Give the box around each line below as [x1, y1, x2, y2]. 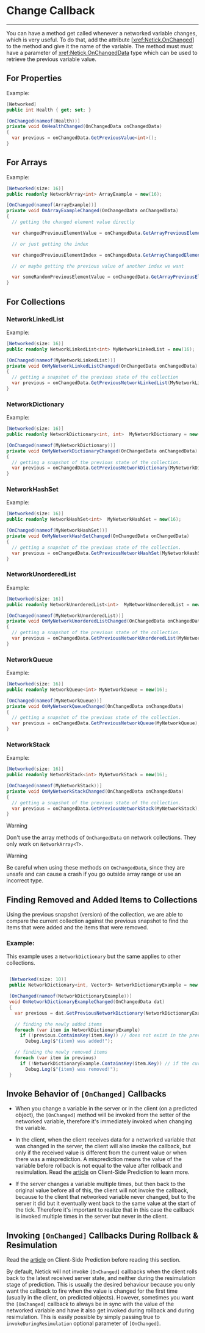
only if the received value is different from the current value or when [15, 1149, 187, 1156]
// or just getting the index [12, 241, 88, 247]
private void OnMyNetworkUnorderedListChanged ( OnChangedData [6, 618, 165, 624]
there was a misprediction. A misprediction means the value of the [15, 1156, 182, 1163]
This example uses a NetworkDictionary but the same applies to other [6, 952, 181, 960]
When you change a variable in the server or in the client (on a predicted [15, 1105, 198, 1112]
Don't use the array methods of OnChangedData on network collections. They [6, 834, 196, 842]
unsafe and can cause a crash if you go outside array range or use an [6, 870, 181, 878]
